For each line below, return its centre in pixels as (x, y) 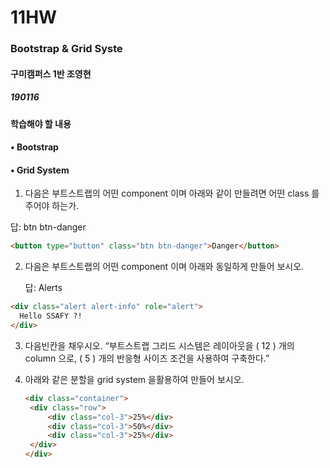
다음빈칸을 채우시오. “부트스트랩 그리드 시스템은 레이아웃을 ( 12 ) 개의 (159, 345)
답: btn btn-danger (48, 227)
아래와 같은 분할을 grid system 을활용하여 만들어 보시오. (134, 379)
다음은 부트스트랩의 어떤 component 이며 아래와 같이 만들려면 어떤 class (167, 193)
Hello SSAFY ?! (51, 316)
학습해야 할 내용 (41, 123)
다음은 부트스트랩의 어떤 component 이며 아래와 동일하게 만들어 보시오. (164, 267)
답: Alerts (43, 288)
